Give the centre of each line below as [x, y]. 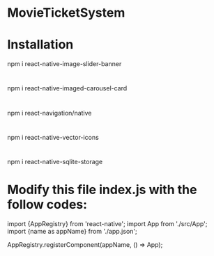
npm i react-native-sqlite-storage [55, 161]
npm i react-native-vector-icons [53, 137]
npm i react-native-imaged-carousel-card [67, 88]
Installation [40, 45]
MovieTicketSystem [66, 13]
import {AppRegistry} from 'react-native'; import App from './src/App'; [107, 223]
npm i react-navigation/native [49, 113]
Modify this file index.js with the [102, 190]
